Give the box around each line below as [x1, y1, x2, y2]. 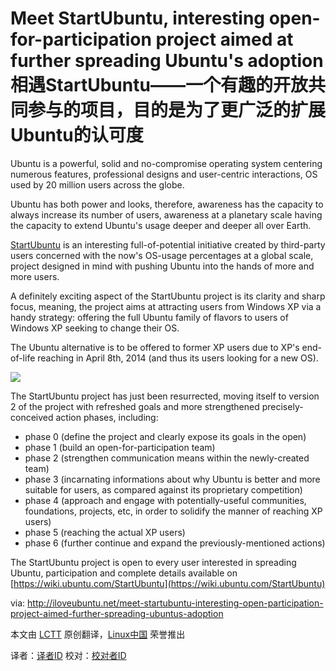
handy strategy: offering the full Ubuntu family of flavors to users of [10, 311, 289, 323]
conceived [10, 411, 54, 423]
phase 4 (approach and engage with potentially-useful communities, [24, 494, 307, 506]
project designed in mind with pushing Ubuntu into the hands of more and [10, 260, 315, 272]
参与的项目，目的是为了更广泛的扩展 [28, 99, 327, 122]
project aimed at [155, 28, 294, 51]
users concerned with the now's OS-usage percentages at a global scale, [10, 249, 314, 261]
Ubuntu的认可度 [10, 124, 144, 147]
